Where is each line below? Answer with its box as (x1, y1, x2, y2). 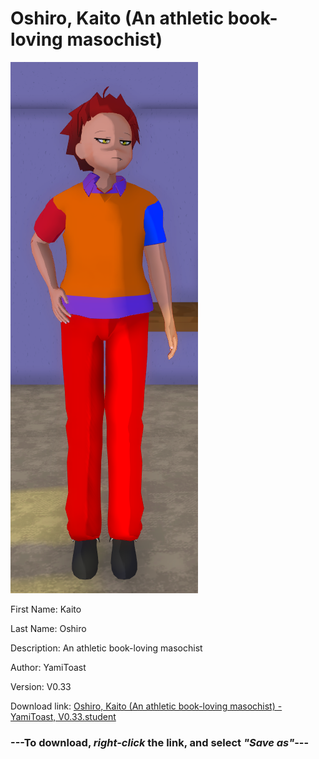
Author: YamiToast (10, 661, 87, 673)
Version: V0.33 (10, 680, 72, 692)
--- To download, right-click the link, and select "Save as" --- (10, 735, 310, 749)
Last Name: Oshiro (10, 622, 87, 634)
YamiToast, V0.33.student (10, 710, 117, 722)
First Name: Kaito (10, 603, 82, 615)
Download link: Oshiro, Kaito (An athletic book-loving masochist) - (10, 700, 283, 712)
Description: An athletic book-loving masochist (10, 642, 203, 654)
